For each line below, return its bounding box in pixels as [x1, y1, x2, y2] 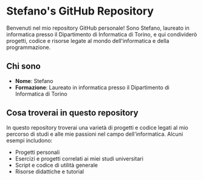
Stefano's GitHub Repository [6, 4, 154, 18]
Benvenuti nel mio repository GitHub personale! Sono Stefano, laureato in [6, 24, 190, 32]
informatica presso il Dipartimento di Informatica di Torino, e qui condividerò [6, 30, 198, 38]
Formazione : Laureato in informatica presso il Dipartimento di [15, 84, 170, 91]
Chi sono [6, 61, 41, 72]
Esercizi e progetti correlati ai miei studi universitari [15, 155, 144, 162]
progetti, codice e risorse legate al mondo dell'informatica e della [6, 37, 170, 44]
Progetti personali [15, 148, 60, 156]
